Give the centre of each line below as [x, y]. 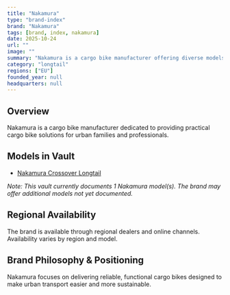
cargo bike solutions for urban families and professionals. [88, 135]
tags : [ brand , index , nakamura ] [53, 33]
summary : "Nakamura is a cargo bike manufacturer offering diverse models [116, 58]
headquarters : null [35, 84]
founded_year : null [35, 77]
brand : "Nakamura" [33, 26]
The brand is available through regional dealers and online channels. [104, 231]
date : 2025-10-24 [32, 39]
